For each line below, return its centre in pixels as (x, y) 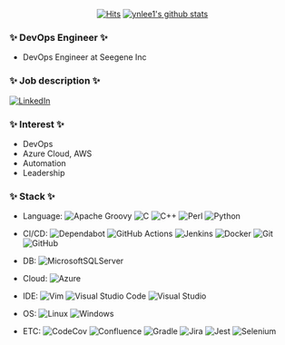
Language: (43, 216)
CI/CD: (35, 234)
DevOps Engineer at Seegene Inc (84, 57)
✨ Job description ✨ (55, 81)
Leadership (44, 172)
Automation (44, 163)
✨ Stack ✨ (33, 196)
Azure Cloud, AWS (57, 153)
